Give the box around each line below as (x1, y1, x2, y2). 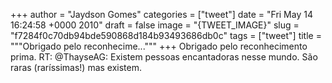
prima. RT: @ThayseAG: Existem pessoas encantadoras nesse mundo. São (10, 51, 318, 63)
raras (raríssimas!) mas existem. (10, 62, 143, 73)
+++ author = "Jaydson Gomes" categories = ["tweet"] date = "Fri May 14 (10, 9, 313, 20)
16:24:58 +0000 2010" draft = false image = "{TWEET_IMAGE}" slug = (10, 19, 300, 31)
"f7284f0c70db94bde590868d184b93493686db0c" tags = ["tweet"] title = (10, 30, 322, 41)
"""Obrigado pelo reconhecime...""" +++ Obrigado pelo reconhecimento (10, 40, 308, 52)
